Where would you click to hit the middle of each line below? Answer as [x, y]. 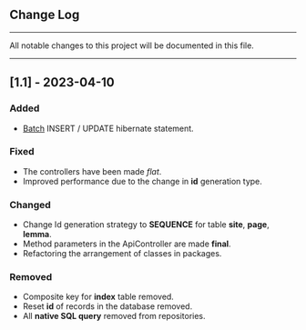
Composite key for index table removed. [98, 297]
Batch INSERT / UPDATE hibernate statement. [108, 128]
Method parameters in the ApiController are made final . [127, 244]
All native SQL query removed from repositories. [114, 316]
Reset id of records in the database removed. [107, 306]
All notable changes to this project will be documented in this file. [132, 45]
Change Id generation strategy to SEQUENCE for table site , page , [146, 225]
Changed [31, 205]
